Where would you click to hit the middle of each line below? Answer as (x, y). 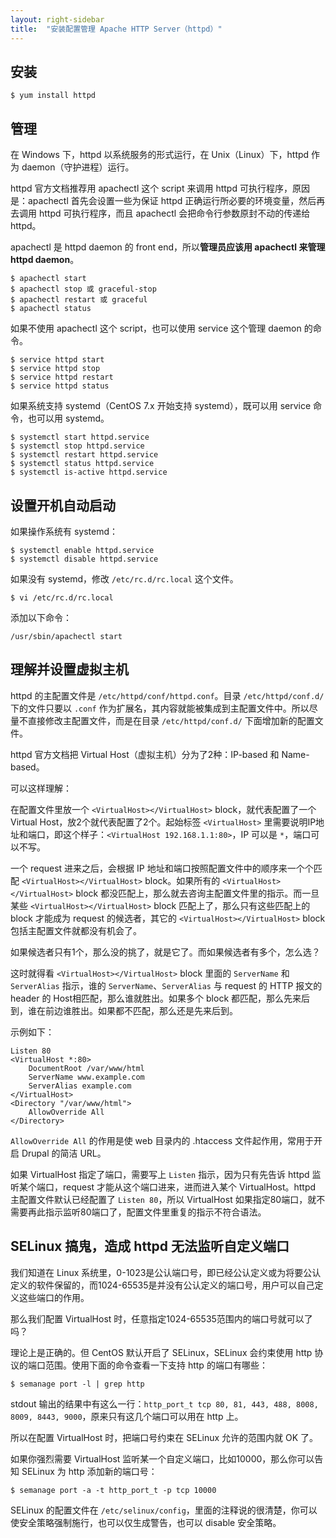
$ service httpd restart (62, 377)
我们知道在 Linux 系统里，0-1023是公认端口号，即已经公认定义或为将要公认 (166, 1272)
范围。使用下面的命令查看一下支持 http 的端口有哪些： (156, 1365)
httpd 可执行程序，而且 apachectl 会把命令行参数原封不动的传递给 (174, 213)
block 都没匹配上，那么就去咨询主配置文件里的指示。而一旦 (197, 893)
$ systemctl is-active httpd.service (89, 472)
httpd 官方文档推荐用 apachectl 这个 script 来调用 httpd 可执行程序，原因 (160, 188)
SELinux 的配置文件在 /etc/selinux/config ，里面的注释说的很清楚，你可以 (164, 1510)
